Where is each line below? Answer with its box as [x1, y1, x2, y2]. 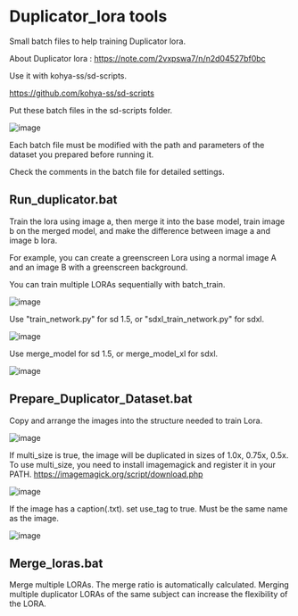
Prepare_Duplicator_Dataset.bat [9, 391, 193, 407]
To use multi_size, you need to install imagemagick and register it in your [9, 459, 277, 470]
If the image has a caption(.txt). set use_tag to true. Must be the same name [9, 503, 288, 514]
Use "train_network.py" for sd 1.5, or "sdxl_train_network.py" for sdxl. [9, 313, 265, 324]
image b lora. [9, 235, 58, 246]
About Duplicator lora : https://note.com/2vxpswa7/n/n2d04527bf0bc [9, 53, 266, 63]
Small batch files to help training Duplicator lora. [9, 36, 186, 46]
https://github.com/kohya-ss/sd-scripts [9, 87, 154, 98]
